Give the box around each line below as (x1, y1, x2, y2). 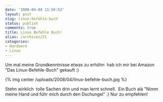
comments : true (5, 25, 36, 30)
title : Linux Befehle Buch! (5, 30, 63, 35)
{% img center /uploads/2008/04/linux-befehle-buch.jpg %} (5, 76, 127, 82)
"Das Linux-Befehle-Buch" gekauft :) (5, 67, 79, 73)
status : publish (5, 21, 38, 26)
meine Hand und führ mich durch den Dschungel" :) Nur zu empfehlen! (5, 91, 148, 97)
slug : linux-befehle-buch (5, 16, 58, 21)
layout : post (5, 12, 32, 17)
